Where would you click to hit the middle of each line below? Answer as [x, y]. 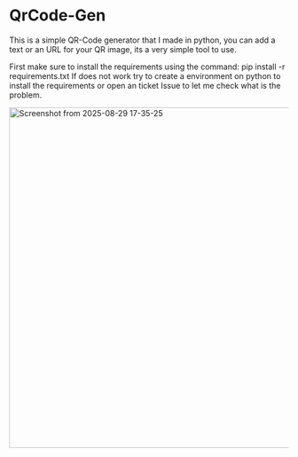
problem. [26, 95]
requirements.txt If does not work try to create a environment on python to [145, 75]
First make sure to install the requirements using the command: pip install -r [147, 67]
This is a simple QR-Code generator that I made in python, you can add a [142, 40]
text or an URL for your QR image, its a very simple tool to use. [123, 49]
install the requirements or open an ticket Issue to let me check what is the [145, 85]
